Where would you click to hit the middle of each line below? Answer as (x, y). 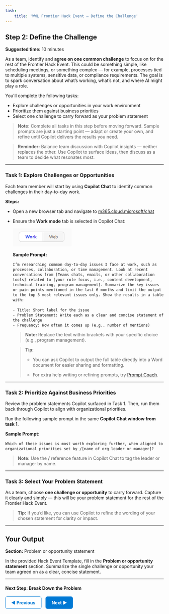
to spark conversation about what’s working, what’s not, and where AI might (84, 80)
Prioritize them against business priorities (56, 111)
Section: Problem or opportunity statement (50, 551)
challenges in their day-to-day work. (43, 192)
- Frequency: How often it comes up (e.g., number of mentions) (81, 325)
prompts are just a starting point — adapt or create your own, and (85, 131)
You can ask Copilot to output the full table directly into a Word (97, 360)
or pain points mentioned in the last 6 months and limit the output (87, 290)
